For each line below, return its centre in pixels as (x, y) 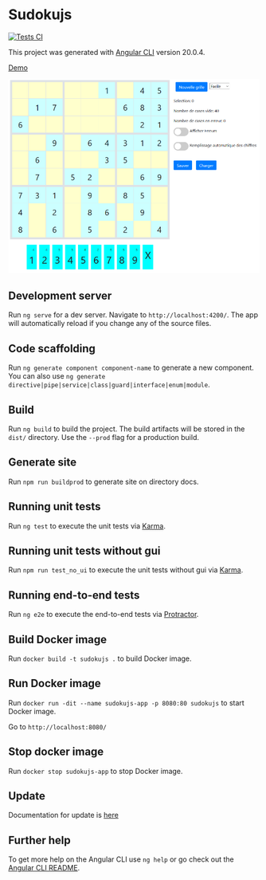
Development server (60, 295)
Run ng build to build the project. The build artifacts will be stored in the (127, 429)
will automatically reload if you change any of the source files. (110, 324)
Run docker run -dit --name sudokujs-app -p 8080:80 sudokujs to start (126, 702)
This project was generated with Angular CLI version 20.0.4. (107, 52)
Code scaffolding (52, 348)
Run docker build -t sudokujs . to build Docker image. (100, 658)
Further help (40, 840)
